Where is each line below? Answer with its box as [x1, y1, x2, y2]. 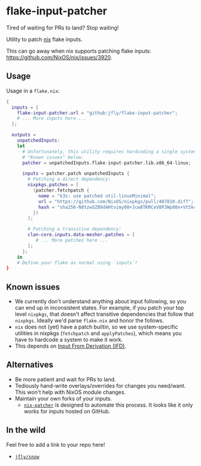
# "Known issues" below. [22, 154, 84, 160]
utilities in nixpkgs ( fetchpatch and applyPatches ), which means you [14, 330, 182, 337]
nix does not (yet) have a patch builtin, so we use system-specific [14, 323, 178, 331]
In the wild [6, 425, 46, 435]
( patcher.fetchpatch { [32, 187, 90, 193]
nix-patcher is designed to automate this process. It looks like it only [23, 401, 193, 408]
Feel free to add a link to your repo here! [6, 441, 106, 448]
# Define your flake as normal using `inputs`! [17, 259, 138, 265]
